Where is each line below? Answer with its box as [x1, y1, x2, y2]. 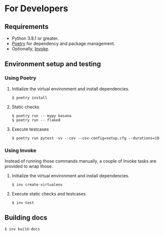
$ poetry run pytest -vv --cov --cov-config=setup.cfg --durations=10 [11, 136, 160, 141]
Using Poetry [4, 74, 36, 81]
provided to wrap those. [4, 163, 53, 169]
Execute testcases [11, 126, 49, 132]
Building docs [4, 213, 48, 222]
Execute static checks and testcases [11, 190, 86, 196]
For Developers [4, 3, 68, 14]
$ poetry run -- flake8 [11, 118, 61, 122]
